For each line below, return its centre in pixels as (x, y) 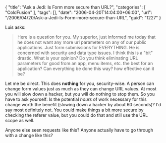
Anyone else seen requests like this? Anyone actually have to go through (79, 130)
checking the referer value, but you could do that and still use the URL (77, 115)
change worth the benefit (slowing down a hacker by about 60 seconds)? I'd (83, 105)
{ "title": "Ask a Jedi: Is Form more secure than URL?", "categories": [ (76, 7)
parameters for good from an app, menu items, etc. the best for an (85, 63)
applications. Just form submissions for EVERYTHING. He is (78, 47)
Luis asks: (15, 27)
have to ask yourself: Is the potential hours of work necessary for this (76, 99)
